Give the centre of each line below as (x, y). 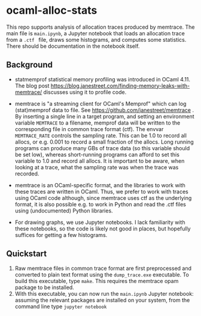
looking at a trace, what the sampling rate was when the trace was (97, 167)
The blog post (32, 86)
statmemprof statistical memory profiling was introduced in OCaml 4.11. (102, 79)
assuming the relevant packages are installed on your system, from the (102, 300)
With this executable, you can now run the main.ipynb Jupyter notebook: (104, 293)
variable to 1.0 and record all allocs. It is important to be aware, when (100, 161)
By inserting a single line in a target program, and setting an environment (104, 116)
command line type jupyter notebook (61, 306)
